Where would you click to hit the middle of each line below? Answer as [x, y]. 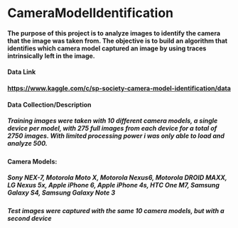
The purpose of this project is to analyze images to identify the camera [114, 33]
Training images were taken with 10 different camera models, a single [113, 121]
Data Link [22, 72]
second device [29, 218]
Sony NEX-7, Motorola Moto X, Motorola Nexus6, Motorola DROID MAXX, [117, 178]
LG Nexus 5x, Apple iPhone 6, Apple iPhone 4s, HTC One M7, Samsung [114, 185]
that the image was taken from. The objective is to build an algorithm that [118, 40]
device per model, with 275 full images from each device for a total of [112, 129]
